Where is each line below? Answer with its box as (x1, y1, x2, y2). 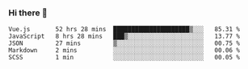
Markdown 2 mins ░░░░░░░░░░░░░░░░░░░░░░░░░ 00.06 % (8, 47, 241, 55)
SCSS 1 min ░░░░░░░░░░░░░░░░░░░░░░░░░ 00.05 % (8, 54, 241, 62)
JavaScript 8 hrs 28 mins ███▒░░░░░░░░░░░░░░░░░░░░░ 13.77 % (8, 32, 241, 41)
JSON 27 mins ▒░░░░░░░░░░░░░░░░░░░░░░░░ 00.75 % (8, 39, 241, 47)
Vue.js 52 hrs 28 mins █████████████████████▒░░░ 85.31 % (8, 26, 241, 34)
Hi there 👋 (8, 7, 48, 18)
